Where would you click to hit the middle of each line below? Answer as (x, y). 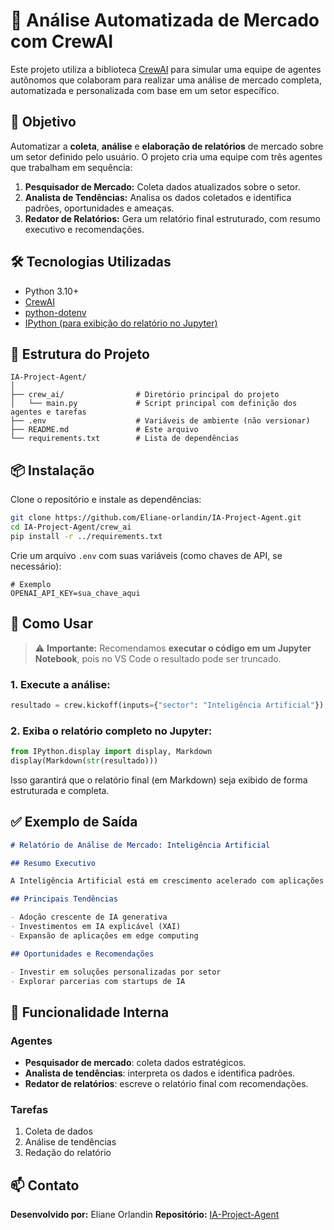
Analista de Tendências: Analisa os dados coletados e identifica (158, 197)
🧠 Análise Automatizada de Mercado (165, 20)
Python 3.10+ (52, 291)
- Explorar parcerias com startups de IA (98, 981)
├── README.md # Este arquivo (104, 430)
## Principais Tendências (64, 899)
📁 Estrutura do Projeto (80, 354)
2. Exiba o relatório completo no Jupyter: (111, 731)
